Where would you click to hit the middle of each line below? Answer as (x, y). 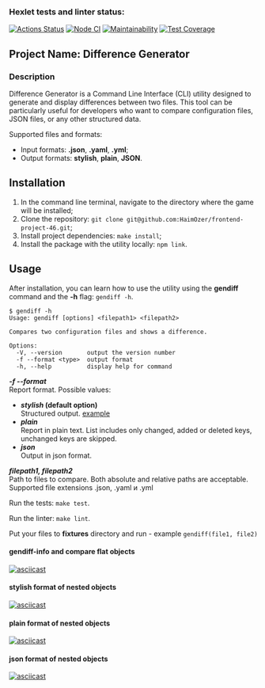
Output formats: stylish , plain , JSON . (81, 158)
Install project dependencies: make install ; (91, 235)
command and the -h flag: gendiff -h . (71, 296)
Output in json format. (56, 455)
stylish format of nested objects (63, 587)
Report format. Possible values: (60, 390)
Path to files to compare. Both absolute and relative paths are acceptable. (129, 479)
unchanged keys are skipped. (68, 439)
